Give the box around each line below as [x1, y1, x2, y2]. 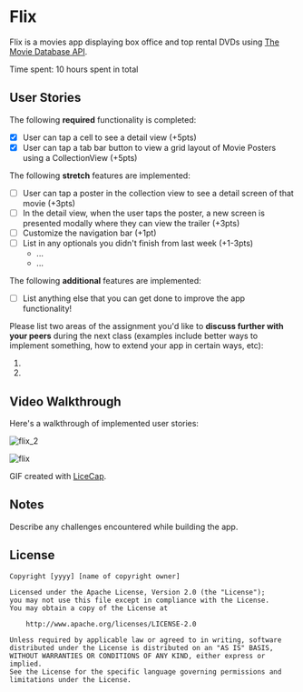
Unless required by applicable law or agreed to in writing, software [9, 635, 282, 645]
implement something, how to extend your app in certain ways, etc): [9, 340, 264, 351]
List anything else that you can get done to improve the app [22, 293, 246, 304]
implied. [9, 659, 43, 668]
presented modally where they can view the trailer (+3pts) [22, 218, 240, 228]
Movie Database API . [9, 45, 88, 56]
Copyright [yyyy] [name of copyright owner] [9, 571, 181, 581]
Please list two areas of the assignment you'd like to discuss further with [9, 321, 284, 332]
